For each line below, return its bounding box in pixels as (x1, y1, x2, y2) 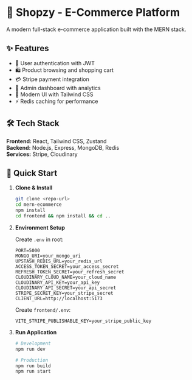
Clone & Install (15, 184, 53, 191)
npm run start (15, 368, 51, 375)
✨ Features (6, 43, 49, 54)
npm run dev (15, 346, 46, 352)
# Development (15, 340, 51, 347)
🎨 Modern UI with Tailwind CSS (15, 91, 94, 98)
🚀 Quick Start (6, 167, 58, 178)
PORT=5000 (15, 247, 41, 253)
